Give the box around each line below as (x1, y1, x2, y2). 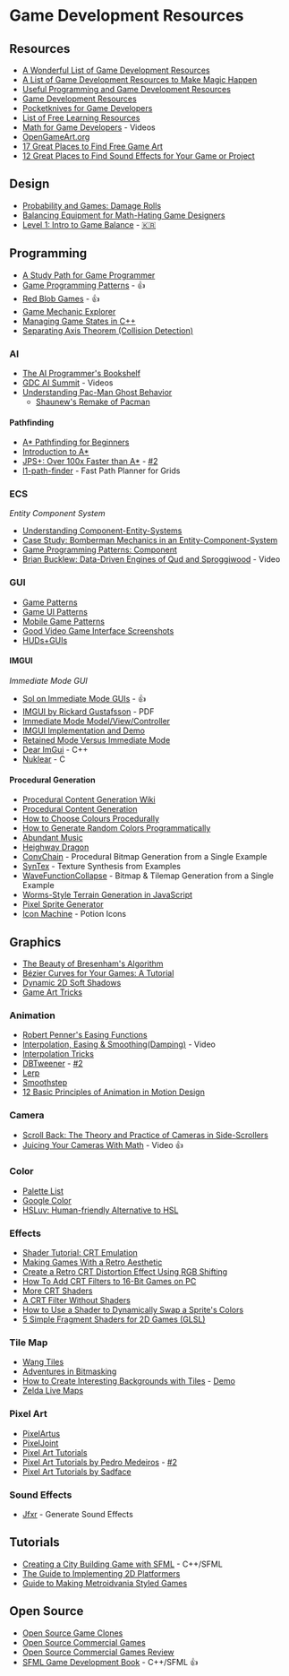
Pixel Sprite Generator (21, 899, 105, 910)
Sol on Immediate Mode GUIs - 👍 (21, 693, 146, 704)
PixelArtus (21, 1428, 61, 1438)
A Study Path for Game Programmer (21, 270, 156, 281)
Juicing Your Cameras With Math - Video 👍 (21, 1139, 183, 1150)
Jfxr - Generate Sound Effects (21, 1509, 134, 1520)
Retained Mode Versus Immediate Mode (21, 734, 171, 745)
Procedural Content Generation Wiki (21, 794, 156, 805)
